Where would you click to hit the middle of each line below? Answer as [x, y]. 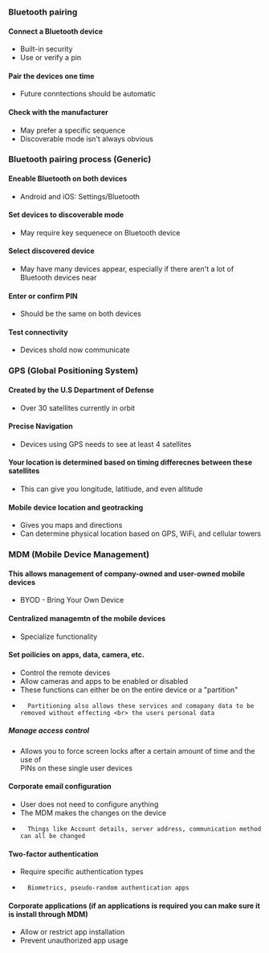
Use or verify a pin [51, 58]
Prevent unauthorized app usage [74, 941]
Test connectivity [38, 332]
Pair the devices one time [51, 76]
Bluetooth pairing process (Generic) [80, 159]
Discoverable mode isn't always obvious [87, 138]
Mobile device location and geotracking [76, 507]
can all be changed [53, 836]
